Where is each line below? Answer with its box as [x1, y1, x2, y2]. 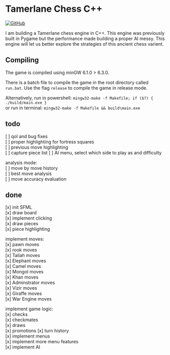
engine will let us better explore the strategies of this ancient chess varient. [5, 41, 164, 47]
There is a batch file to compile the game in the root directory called [5, 79, 148, 85]
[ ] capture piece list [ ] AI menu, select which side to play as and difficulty [5, 149, 162, 155]
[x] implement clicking [5, 215, 52, 221]
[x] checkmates [5, 317, 38, 323]
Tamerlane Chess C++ [5, 3, 103, 15]
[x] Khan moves [5, 274, 39, 280]
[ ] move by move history [5, 165, 58, 171]
